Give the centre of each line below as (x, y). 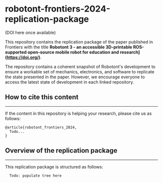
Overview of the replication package (61, 151)
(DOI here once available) (30, 32)
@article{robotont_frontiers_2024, (41, 127)
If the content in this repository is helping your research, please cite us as (78, 113)
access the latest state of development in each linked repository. (70, 82)
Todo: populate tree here (36, 176)
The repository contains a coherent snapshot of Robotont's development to (80, 67)
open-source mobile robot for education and (73, 52)
